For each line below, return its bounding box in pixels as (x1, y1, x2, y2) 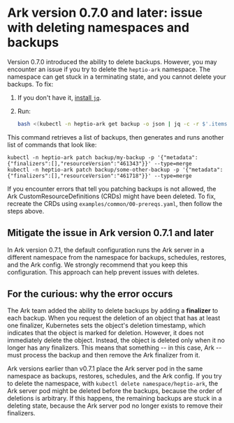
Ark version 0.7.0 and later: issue (7, 5, 203, 21)
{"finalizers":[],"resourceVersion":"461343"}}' (7, 160, 152, 167)
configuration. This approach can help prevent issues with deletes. (7, 267, 200, 276)
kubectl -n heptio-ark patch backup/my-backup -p (7, 154, 155, 161)
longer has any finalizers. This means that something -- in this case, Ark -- (7, 343, 222, 352)
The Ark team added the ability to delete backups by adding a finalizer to (7, 306, 219, 315)
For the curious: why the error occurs (7, 288, 173, 300)
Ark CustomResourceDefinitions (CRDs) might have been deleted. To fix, (7, 192, 217, 200)
